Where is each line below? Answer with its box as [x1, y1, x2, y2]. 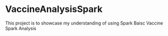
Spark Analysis [5, 25, 36, 31]
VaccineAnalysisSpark [5, 3, 103, 15]
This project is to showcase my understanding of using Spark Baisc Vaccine [5, 20, 163, 26]
